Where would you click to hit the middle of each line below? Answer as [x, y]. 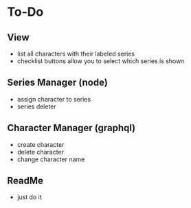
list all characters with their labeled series [76, 54]
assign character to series [54, 99]
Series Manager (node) [57, 83]
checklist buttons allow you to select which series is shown [101, 61]
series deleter [36, 106]
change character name [51, 159]
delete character [40, 152]
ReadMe [25, 181]
